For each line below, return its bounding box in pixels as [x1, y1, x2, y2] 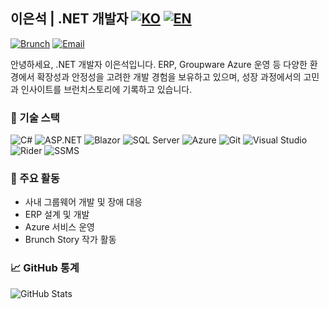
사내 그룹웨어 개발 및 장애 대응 [24, 196, 143, 208]
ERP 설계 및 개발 [24, 209, 90, 221]
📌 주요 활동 [10, 172, 60, 186]
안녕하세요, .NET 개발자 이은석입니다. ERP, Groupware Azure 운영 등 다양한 [10, 58, 308, 70]
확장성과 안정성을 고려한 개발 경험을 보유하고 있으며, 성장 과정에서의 [36, 70, 302, 83]
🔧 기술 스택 [10, 110, 60, 124]
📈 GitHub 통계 [10, 261, 80, 275]
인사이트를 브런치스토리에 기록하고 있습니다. [20, 83, 193, 95]
